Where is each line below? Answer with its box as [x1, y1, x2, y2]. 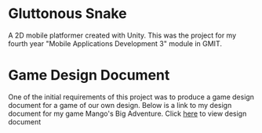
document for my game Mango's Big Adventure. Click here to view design [8, 109, 247, 118]
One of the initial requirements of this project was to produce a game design [8, 92, 255, 102]
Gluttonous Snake [8, 5, 127, 23]
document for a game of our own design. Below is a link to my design [8, 100, 232, 110]
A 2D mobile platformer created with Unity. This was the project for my [8, 31, 237, 40]
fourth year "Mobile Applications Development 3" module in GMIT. [8, 38, 222, 48]
